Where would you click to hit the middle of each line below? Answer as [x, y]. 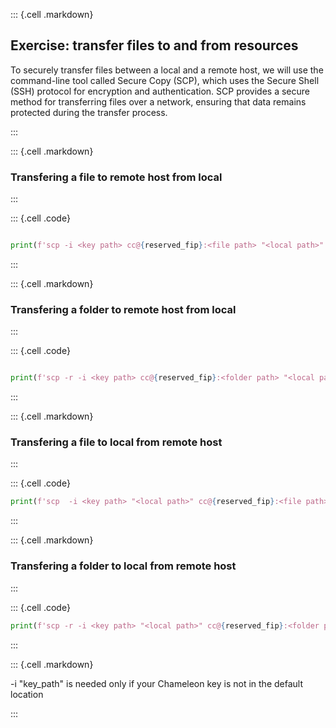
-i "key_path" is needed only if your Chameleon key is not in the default [157, 683]
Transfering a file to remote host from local [116, 177]
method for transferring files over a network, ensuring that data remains [158, 101]
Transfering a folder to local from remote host [123, 566]
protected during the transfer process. [89, 112]
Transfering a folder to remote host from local [123, 309]
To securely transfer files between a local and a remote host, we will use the [167, 70]
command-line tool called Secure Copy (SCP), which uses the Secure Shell [165, 80]
